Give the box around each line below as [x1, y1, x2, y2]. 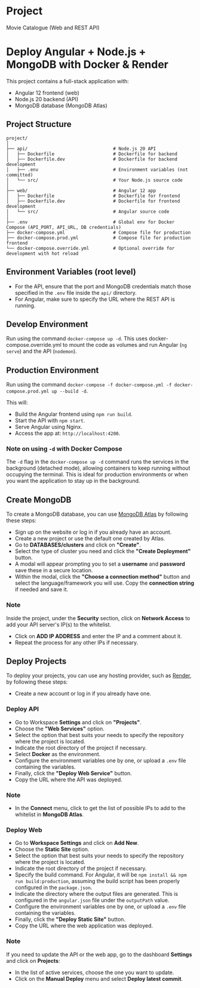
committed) [6, 172, 33, 178]
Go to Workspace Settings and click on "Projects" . [14, 718, 142, 726]
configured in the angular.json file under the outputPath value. [14, 897, 170, 904]
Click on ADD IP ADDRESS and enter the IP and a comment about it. [14, 632, 182, 639]
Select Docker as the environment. [14, 750, 101, 757]
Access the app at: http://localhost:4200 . [14, 430, 121, 437]
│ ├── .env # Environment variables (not [6, 167, 188, 173]
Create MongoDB [6, 494, 72, 504]
